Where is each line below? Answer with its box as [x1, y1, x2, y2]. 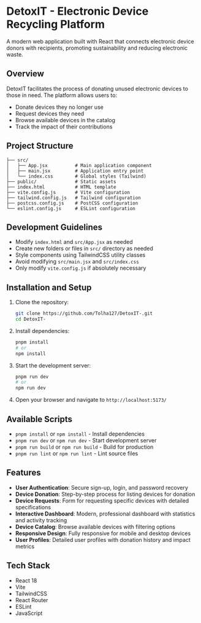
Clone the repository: [15, 299, 69, 306]
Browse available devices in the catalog [15, 116, 115, 123]
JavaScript [15, 609, 43, 617]
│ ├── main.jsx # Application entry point [6, 168, 144, 174]
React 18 [15, 576, 37, 584]
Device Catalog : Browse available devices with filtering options [15, 523, 176, 530]
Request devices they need [15, 109, 85, 117]
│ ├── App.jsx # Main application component [6, 162, 152, 168]
